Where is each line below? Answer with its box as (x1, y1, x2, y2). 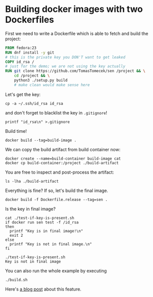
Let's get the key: (5, 91, 41, 98)
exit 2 (9, 233, 23, 238)
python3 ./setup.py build (14, 78, 68, 83)
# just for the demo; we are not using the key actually (5, 64, 126, 69)
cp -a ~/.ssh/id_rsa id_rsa (5, 101, 64, 106)
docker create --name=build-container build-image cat (5, 156, 121, 161)
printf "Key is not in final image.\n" (9, 241, 92, 247)
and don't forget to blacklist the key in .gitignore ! (5, 109, 108, 115)
